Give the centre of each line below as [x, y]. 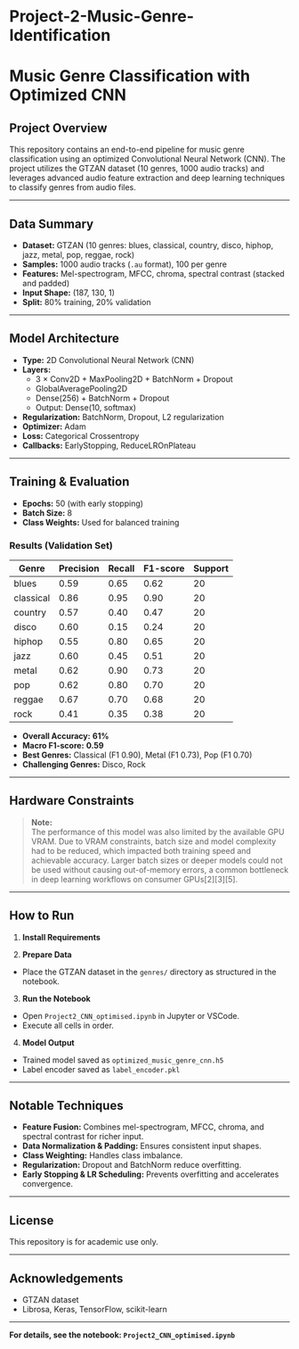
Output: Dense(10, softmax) [85, 407]
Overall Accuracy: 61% [65, 736]
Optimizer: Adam [54, 426]
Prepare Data [47, 954]
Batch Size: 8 [47, 513]
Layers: [36, 369]
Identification [60, 35]
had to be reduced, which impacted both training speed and [141, 850]
